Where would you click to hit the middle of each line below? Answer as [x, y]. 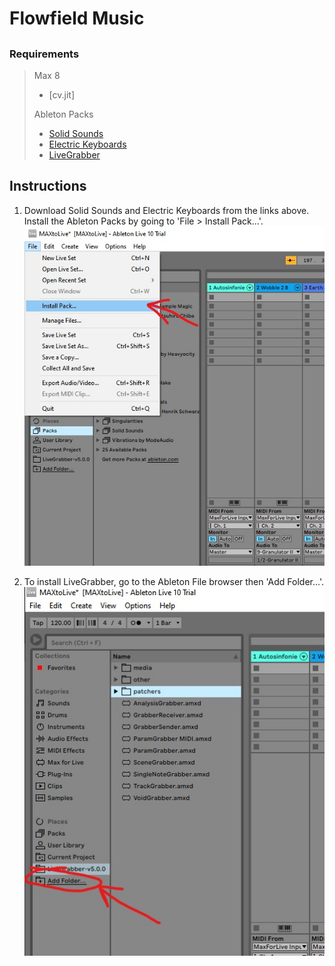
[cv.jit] [62, 94]
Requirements [44, 54]
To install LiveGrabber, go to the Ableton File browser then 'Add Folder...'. [173, 581]
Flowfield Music [77, 18]
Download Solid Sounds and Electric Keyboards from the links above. [166, 210]
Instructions [48, 186]
